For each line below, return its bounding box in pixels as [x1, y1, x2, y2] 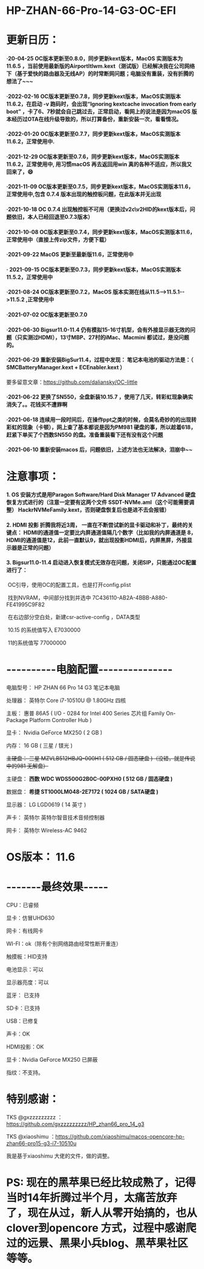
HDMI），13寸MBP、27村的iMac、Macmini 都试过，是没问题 [38, 333, 189, 341]
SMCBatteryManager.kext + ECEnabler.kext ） [6, 364, 126, 371]
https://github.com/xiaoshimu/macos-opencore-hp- [55, 1133, 185, 1140]
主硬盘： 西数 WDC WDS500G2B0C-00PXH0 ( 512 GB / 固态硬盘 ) [6, 775, 173, 782]
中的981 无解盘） [6, 762, 48, 769]
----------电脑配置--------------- [6, 663, 173, 677]
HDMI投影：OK [6, 1043, 44, 1051]
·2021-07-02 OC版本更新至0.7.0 [6, 310, 88, 318]
